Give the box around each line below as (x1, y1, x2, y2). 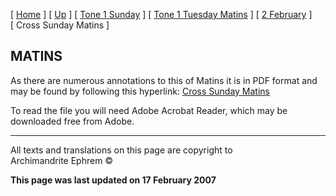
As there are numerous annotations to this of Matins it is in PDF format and (10, 74, 318, 86)
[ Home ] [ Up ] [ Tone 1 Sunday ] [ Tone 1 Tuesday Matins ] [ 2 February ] (10, 9, 313, 20)
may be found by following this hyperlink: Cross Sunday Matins (10, 85, 271, 97)
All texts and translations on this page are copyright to (10, 144, 233, 156)
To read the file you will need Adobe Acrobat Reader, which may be (10, 104, 288, 116)
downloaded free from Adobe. (10, 115, 135, 127)
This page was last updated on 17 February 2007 (10, 174, 217, 186)
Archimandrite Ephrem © (10, 154, 114, 166)
